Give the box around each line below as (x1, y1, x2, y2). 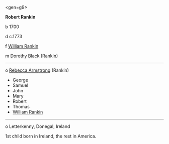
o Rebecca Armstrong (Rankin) (5, 67, 69, 73)
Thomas (12, 104, 30, 109)
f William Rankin (5, 43, 39, 49)
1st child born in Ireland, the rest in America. (5, 133, 97, 139)
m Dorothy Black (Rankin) (5, 53, 58, 59)
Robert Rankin (5, 14, 36, 20)
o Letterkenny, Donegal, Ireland (5, 123, 70, 129)
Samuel (12, 82, 29, 88)
